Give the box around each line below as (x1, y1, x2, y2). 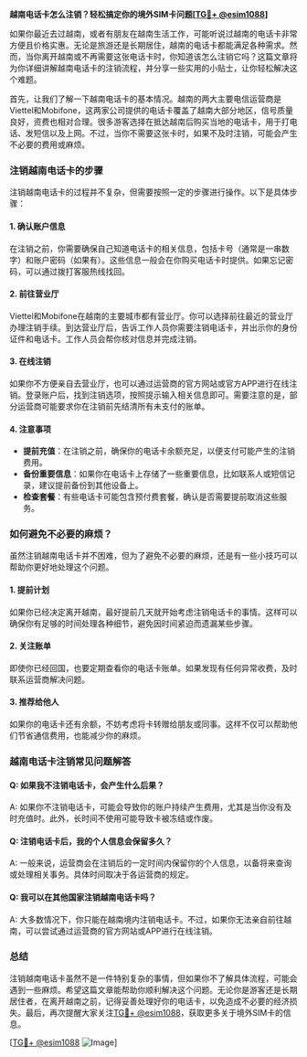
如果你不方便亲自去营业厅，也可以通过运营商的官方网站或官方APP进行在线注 (9, 378, 298, 389)
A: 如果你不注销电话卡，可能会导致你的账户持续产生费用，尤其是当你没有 (9, 802, 284, 813)
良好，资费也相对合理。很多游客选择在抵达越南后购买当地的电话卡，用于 (9, 116, 281, 127)
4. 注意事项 (9, 423, 52, 434)
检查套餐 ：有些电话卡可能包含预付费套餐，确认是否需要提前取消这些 (22, 491, 280, 502)
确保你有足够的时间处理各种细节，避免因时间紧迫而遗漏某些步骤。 (9, 617, 258, 629)
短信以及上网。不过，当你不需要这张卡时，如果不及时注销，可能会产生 (33, 128, 298, 138)
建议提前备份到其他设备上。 (38, 480, 143, 491)
